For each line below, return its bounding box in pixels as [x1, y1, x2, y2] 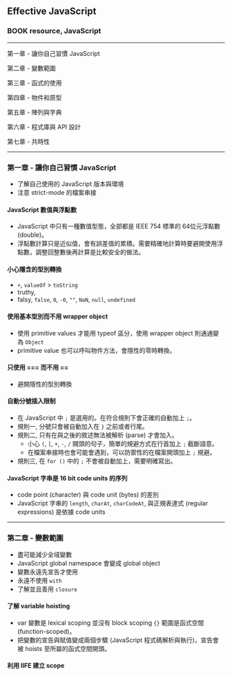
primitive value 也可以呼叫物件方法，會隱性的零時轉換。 [17, 346, 176, 354]
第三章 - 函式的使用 [7, 79, 62, 87]
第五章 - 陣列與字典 [7, 108, 62, 116]
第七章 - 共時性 [7, 137, 50, 146]
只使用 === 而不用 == [7, 363, 69, 371]
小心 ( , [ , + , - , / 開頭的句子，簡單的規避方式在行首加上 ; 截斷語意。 [27, 440, 219, 447]
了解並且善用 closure [17, 585, 77, 593]
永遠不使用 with [17, 576, 62, 584]
